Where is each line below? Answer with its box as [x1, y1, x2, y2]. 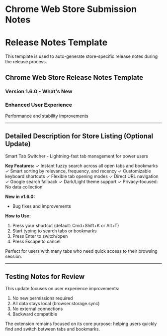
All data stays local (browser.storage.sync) [12, 301, 100, 307]
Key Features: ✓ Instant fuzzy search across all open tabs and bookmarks [5, 163, 158, 168]
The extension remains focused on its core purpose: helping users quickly [5, 321, 157, 327]
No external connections [12, 306, 63, 312]
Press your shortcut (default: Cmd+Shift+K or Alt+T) [12, 222, 119, 228]
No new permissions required [12, 295, 73, 301]
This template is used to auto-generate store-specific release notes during [5, 53, 158, 59]
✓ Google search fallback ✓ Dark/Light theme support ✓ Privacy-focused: [5, 178, 158, 184]
